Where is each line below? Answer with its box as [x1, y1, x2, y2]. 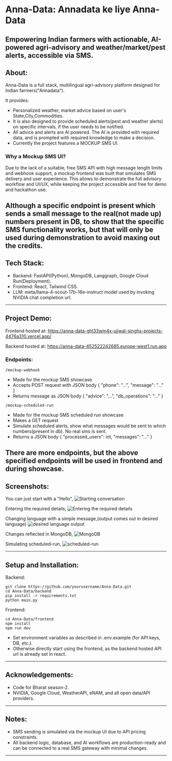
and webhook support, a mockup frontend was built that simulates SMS [5, 170, 157, 176]
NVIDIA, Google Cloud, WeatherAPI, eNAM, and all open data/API [12, 690, 150, 696]
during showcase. [5, 465, 64, 473]
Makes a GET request [12, 417, 58, 423]
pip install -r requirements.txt [5, 593, 77, 599]
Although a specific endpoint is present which [5, 201, 156, 210]
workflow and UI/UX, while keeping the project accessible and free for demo [5, 181, 167, 187]
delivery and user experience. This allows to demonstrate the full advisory [5, 176, 162, 182]
